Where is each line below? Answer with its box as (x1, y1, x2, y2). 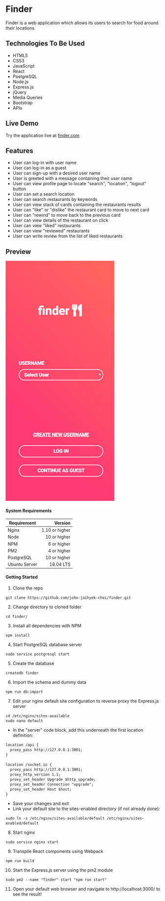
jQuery (12, 89, 27, 95)
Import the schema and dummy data (12, 679, 86, 685)
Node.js (12, 78, 29, 84)
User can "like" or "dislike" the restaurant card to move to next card (12, 207, 149, 213)
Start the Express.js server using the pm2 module (12, 867, 113, 873)
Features (5, 147, 33, 155)
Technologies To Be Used (5, 39, 85, 48)
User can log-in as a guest (12, 165, 67, 171)
